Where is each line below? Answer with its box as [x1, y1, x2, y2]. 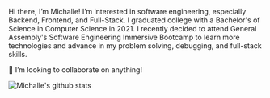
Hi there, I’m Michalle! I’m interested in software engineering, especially [8, 7, 247, 16]
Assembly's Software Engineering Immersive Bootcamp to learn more [8, 32, 240, 42]
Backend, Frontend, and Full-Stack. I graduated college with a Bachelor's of [8, 15, 260, 25]
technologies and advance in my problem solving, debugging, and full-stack [8, 41, 262, 51]
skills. [8, 50, 27, 59]
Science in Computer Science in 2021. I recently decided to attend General [8, 24, 257, 33]
